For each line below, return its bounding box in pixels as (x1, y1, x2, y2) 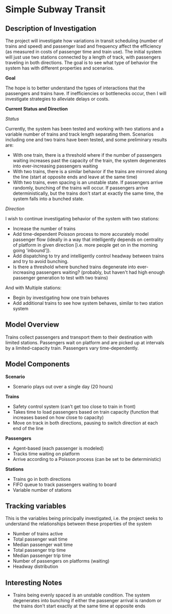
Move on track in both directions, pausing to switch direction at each (12, 420, 158, 426)
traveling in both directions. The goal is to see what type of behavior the (5, 60, 158, 65)
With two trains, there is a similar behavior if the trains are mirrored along (12, 169, 167, 174)
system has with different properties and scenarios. (5, 65, 114, 71)
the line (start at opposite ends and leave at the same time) (12, 174, 138, 180)
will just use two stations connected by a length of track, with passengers (5, 54, 161, 60)
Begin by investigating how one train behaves (12, 294, 109, 301)
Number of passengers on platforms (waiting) (12, 558, 110, 564)
